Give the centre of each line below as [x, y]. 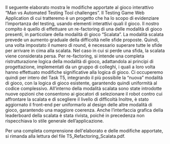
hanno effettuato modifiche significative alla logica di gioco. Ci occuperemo [84, 72]
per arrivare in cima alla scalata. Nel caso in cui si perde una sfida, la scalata [85, 51]
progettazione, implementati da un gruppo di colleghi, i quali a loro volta [80, 67]
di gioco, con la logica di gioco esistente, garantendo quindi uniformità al [81, 83]
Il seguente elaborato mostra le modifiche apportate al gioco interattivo [79, 7]
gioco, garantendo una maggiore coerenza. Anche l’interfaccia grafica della [84, 110]
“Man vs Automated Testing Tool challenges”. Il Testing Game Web [75, 13]
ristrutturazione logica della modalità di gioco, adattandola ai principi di [79, 61]
